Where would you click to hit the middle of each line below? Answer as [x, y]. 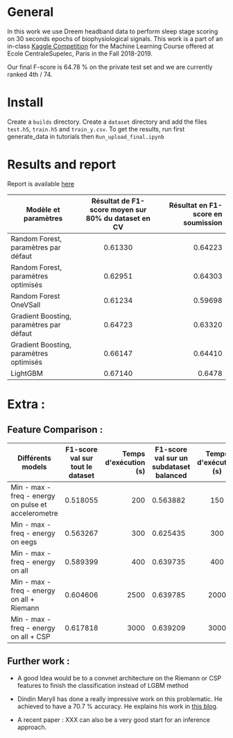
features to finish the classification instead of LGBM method [103, 685]
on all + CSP [31, 637]
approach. [32, 727]
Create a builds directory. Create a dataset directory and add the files [107, 122]
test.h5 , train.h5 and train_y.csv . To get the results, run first [96, 129]
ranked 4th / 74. [30, 74]
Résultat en [188, 205]
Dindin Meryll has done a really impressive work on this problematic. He [120, 698]
